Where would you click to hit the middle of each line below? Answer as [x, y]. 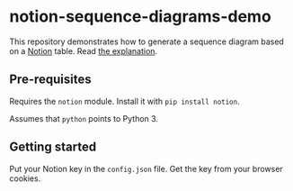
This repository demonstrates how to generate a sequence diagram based [147, 41]
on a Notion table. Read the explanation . [84, 50]
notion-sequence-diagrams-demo [140, 17]
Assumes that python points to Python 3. [84, 118]
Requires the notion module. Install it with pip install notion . [124, 101]
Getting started [53, 147]
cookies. [25, 178]
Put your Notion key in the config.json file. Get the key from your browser [146, 168]
